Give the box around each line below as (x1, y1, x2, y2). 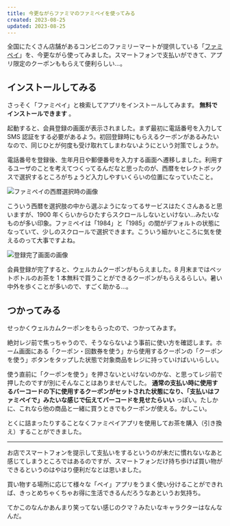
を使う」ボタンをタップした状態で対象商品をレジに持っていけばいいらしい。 (7, 355, 223, 364)
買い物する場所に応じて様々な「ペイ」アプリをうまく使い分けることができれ (7, 480, 223, 488)
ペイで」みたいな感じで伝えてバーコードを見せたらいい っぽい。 (18, 396, 201, 404)
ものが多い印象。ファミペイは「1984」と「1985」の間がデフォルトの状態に (7, 219, 220, 227)
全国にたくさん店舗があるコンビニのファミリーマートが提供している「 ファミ (7, 42, 223, 51)
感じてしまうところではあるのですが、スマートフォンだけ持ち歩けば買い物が (7, 457, 223, 465)
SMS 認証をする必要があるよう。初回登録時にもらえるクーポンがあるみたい (7, 133, 220, 141)
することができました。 (18, 427, 86, 436)
